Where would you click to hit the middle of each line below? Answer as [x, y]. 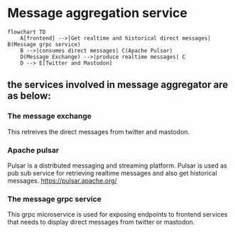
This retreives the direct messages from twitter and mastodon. [99, 131]
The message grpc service [54, 199]
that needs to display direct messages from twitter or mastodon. [101, 222]
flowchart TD [27, 32]
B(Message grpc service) [44, 44]
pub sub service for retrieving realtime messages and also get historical [113, 173]
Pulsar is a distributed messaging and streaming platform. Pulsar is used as [117, 166]
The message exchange [50, 116]
